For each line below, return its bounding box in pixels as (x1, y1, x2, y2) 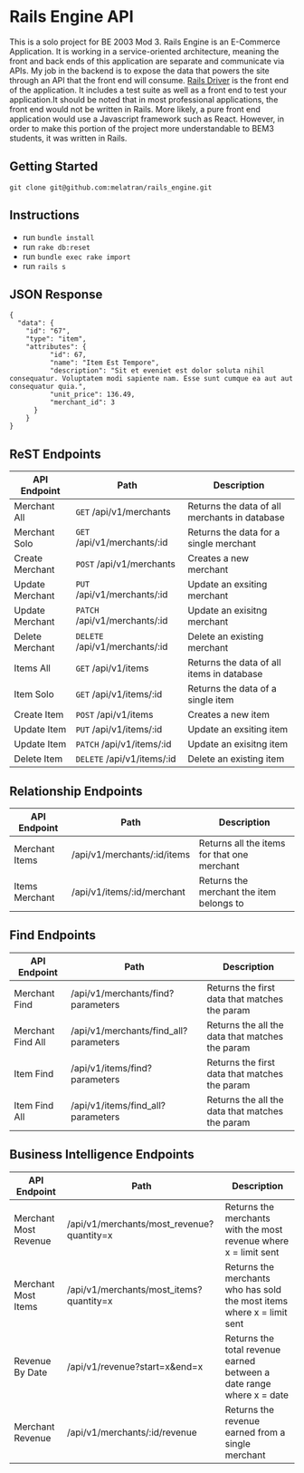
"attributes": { (25, 343, 88, 352)
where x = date (224, 1389, 290, 1401)
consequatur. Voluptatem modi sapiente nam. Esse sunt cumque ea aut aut (9, 374, 294, 383)
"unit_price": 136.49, (49, 390, 136, 400)
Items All (14, 662, 52, 674)
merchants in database (187, 511, 285, 524)
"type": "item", (25, 334, 88, 344)
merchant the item (198, 886, 277, 898)
